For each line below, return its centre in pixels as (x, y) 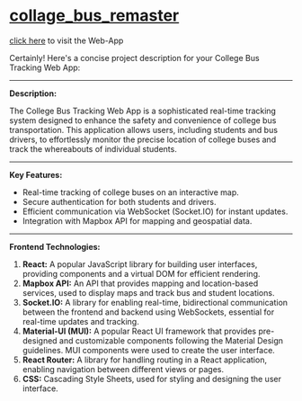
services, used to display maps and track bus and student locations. (148, 292)
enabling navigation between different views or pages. (123, 369)
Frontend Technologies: (55, 246)
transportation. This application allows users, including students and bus (144, 129)
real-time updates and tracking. (80, 321)
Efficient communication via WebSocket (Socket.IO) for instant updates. (155, 211)
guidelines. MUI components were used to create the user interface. (149, 350)
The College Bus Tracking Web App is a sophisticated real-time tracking (143, 111)
